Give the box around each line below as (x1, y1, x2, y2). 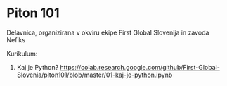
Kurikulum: (6, 49, 38, 58)
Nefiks (6, 35, 26, 44)
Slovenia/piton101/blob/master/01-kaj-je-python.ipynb (16, 70, 173, 79)
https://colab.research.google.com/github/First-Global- (60, 63, 221, 71)
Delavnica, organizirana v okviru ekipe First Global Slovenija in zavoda (6, 28, 209, 37)
